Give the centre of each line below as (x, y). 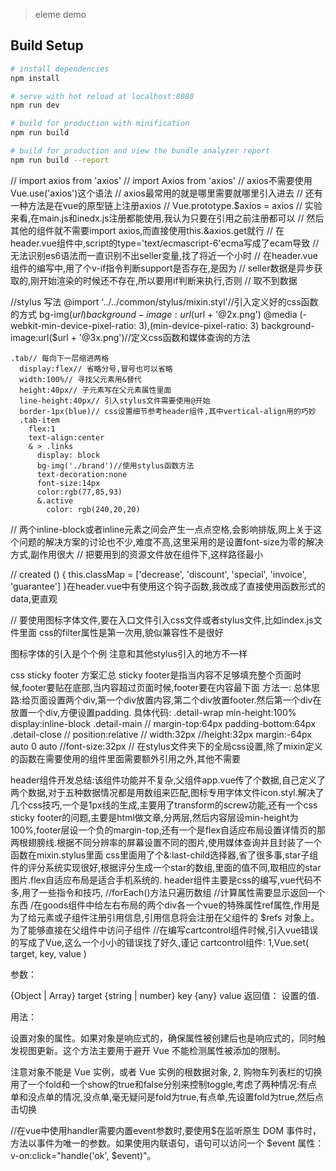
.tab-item (39, 420)
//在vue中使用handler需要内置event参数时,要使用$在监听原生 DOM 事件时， (166, 1130)
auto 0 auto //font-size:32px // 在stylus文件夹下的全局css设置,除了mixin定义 (166, 746)
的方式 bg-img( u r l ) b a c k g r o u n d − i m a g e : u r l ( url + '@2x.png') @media (154, 314)
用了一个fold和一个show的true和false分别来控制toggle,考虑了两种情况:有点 (164, 1084)
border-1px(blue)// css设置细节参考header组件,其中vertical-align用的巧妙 (168, 411)
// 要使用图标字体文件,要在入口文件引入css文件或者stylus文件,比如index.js (162, 620)
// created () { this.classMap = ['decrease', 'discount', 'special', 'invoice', (158, 574)
